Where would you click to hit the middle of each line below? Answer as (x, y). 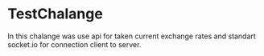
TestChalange (56, 14)
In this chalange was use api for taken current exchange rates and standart (132, 36)
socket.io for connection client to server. (74, 44)
